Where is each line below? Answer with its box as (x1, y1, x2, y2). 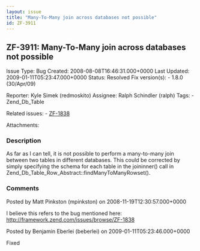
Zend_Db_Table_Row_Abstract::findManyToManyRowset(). (6, 169, 151, 177)
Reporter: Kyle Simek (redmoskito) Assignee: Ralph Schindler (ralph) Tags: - (6, 92, 194, 99)
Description (6, 136, 41, 145)
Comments (6, 184, 39, 193)
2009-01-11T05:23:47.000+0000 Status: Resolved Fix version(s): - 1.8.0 (6, 74, 183, 81)
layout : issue (6, 8, 42, 15)
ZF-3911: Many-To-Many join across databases (6, 42, 186, 52)
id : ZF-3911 (6, 20, 36, 26)
